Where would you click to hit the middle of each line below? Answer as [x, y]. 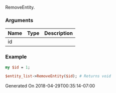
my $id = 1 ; [18, 67]
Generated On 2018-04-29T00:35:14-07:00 [50, 86]
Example [16, 57]
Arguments [19, 20]
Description [59, 33]
